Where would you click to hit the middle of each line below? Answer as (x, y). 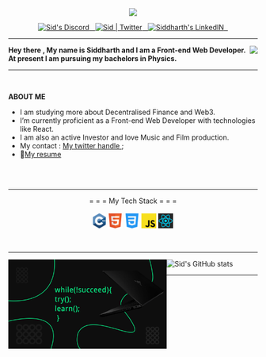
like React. (36, 129)
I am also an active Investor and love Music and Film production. (124, 137)
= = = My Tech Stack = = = (133, 201)
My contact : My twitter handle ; (72, 146)
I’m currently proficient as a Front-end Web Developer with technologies (137, 121)
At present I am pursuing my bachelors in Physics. (93, 59)
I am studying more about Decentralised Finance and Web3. (118, 112)
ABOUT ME (27, 97)
